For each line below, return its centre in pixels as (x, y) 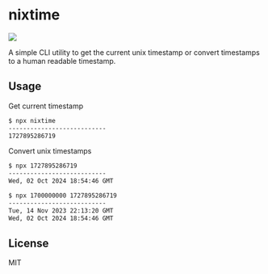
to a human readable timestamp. (62, 61)
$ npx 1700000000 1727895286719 (63, 196)
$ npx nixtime (32, 120)
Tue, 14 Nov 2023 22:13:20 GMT (61, 211)
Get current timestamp (46, 106)
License (29, 243)
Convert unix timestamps (50, 151)
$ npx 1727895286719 (43, 166)
